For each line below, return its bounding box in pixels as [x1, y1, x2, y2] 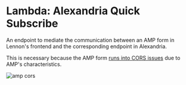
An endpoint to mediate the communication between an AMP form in [6, 36, 175, 43]
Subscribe [6, 17, 58, 30]
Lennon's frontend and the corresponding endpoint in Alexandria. [6, 43, 167, 50]
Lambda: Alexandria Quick [6, 4, 140, 18]
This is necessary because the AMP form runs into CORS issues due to [6, 54, 181, 61]
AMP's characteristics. [6, 61, 62, 68]
